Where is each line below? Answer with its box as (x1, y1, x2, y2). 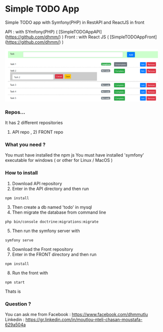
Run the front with (12, 270, 49, 276)
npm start (5, 280, 25, 285)
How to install (5, 170, 38, 176)
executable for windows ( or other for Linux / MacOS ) (5, 158, 113, 163)
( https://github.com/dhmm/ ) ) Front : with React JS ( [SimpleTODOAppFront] (5, 34, 157, 40)
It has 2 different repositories (5, 120, 63, 126)
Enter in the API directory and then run (12, 186, 89, 191)
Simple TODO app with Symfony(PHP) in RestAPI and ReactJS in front (5, 19, 145, 25)
